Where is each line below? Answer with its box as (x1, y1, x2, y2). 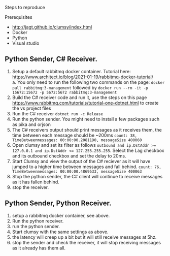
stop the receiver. (12, 184, 49, 190)
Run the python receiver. (12, 218, 64, 224)
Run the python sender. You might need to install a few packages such (12, 116, 160, 122)
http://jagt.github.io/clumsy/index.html (12, 24, 92, 30)
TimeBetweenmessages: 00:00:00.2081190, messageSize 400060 (12, 137, 142, 143)
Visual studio (12, 40, 40, 46)
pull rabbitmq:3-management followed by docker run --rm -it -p (12, 84, 148, 90)
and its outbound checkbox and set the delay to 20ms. (12, 152, 126, 159)
